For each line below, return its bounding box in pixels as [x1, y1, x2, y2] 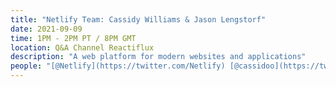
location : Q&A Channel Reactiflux [10, 42, 155, 53]
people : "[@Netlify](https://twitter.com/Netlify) [10, 61, 226, 71]
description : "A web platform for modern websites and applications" [10, 52, 307, 62]
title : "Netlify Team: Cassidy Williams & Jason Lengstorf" [10, 14, 267, 25]
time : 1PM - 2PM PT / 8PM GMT [10, 33, 137, 43]
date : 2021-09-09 [10, 24, 83, 34]
